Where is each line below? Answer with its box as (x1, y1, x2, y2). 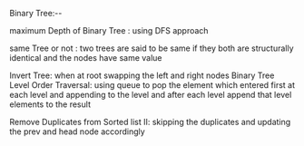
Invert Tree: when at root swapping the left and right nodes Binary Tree (9, 70, 275, 81)
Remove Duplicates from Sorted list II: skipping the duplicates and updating (9, 117, 291, 127)
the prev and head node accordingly (9, 126, 145, 137)
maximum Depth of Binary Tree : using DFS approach (9, 25, 209, 35)
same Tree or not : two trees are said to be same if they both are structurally (9, 43, 294, 54)
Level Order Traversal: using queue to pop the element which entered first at (9, 80, 296, 90)
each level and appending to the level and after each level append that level (9, 90, 292, 100)
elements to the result (9, 99, 91, 110)
